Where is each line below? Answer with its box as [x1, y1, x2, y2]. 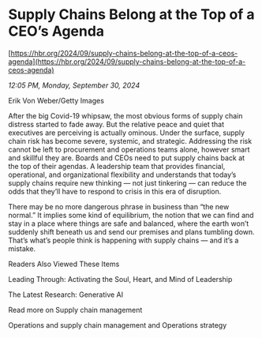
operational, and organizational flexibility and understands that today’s [8, 170, 237, 179]
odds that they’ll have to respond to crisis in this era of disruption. [8, 186, 222, 196]
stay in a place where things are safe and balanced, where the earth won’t [8, 219, 249, 228]
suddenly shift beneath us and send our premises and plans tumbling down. [8, 227, 255, 236]
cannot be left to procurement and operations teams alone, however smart [8, 145, 250, 154]
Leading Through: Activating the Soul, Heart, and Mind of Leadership [8, 274, 233, 284]
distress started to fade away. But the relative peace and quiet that [8, 119, 225, 129]
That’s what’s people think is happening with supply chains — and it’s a [8, 235, 239, 245]
